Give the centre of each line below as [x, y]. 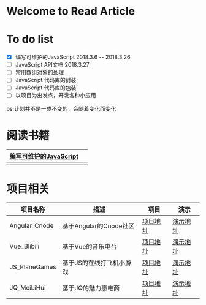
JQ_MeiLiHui [28, 288]
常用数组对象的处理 [40, 72]
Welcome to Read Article [71, 11]
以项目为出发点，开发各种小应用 [55, 96]
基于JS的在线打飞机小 [94, 263]
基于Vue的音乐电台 [90, 247]
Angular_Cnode [32, 226]
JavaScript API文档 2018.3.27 [52, 65]
